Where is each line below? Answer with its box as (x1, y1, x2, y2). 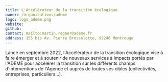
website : (5, 21, 24, 27)
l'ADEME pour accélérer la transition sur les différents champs (5, 60, 136, 66)
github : (5, 26, 22, 31)
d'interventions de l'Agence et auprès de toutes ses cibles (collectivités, (5, 65, 157, 71)
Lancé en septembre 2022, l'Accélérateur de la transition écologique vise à (5, 49, 163, 56)
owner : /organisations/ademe (5, 12, 67, 17)
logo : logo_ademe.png (5, 17, 52, 22)
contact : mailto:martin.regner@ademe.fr (5, 31, 93, 36)
